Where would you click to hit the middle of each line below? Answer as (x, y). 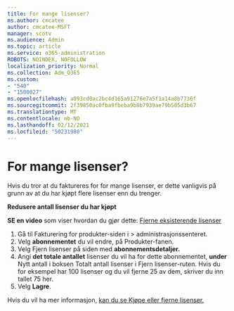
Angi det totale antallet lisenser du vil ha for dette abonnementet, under (122, 257)
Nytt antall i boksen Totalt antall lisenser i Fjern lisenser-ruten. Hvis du (119, 264)
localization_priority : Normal (53, 66)
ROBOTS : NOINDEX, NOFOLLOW (47, 60)
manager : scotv (30, 33)
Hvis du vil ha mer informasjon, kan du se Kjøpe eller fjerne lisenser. (106, 300)
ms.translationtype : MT (42, 112)
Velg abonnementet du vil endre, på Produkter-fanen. (96, 242)
